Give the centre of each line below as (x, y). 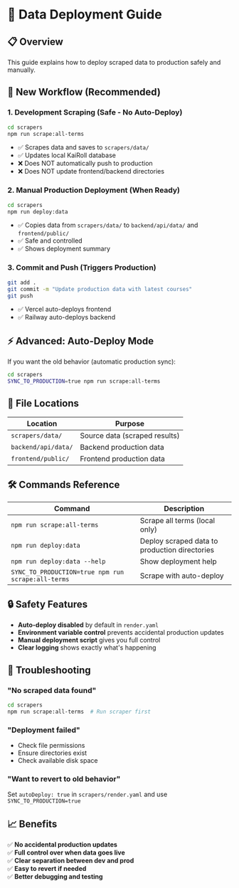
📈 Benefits (32, 824)
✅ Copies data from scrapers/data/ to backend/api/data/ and (108, 225)
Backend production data (122, 447)
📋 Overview (36, 42)
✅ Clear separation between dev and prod (71, 861)
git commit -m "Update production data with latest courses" (100, 289)
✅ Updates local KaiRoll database (67, 155)
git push (20, 296)
